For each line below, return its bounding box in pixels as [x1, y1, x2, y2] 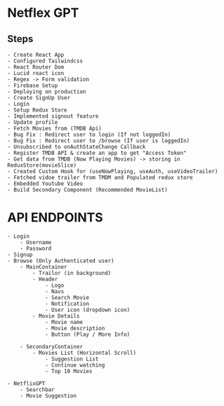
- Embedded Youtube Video [7, 180, 83, 187]
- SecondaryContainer [20, 343, 83, 350]
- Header [32, 276, 58, 283]
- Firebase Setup [7, 82, 58, 89]
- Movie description [44, 325, 105, 332]
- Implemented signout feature [7, 113, 99, 120]
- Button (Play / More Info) [44, 331, 131, 338]
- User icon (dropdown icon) [44, 306, 131, 313]
